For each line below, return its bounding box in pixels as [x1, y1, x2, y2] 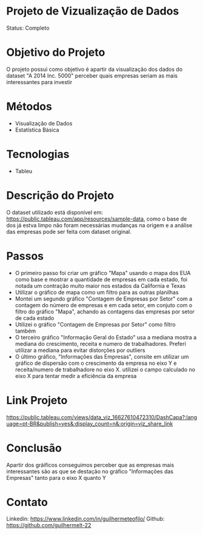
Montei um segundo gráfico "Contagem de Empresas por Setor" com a [15, 295, 193, 302]
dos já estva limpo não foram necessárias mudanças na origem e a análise [6, 221, 193, 228]
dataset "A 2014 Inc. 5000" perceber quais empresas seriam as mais [6, 71, 178, 79]
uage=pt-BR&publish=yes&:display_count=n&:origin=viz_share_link [6, 420, 173, 427]
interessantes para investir [6, 78, 73, 85]
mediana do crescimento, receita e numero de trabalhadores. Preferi [15, 340, 187, 347]
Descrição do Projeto [6, 188, 114, 202]
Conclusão [6, 441, 62, 455]
